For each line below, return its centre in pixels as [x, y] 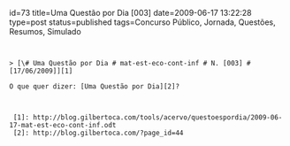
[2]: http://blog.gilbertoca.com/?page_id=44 [98, 133]
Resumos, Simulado [45, 31]
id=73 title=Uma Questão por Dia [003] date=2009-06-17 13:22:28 [130, 13]
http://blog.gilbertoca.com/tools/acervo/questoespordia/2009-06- [157, 118]
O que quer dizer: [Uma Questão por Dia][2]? [94, 87]
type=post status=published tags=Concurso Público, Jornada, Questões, [142, 22]
